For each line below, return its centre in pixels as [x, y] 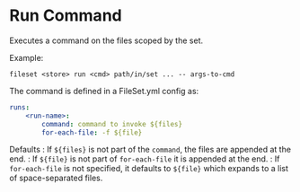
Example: [26, 57]
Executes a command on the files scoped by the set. [106, 40]
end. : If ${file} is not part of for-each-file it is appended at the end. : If [145, 159]
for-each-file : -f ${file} [92, 132]
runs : [19, 107]
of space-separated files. [56, 178]
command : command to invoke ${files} [112, 124]
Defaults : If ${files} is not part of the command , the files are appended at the [150, 150]
